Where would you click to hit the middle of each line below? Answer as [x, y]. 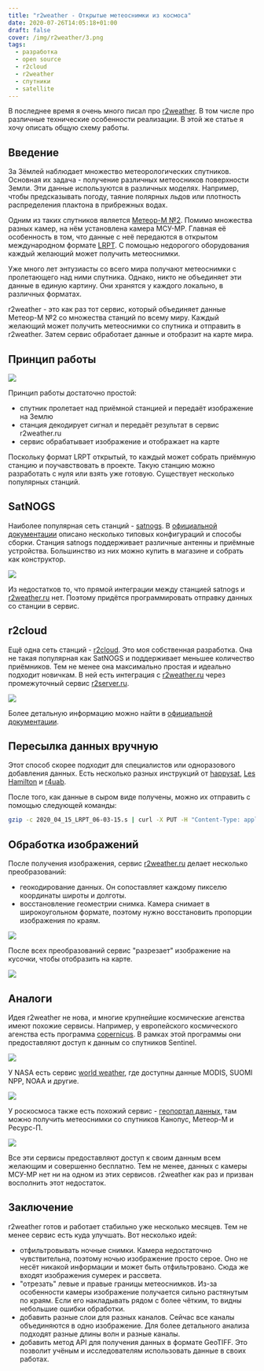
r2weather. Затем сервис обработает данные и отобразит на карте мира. [131, 335]
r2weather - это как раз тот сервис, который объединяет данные [117, 309]
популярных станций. [44, 482]
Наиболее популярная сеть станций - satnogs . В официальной [113, 525]
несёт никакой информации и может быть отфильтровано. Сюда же [134, 1267]
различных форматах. [45, 294]
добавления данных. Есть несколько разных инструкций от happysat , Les [132, 773]
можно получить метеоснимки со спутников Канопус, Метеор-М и [121, 1119]
